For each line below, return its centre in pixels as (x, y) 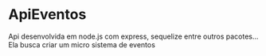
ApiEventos (47, 15)
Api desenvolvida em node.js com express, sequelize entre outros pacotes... (133, 36)
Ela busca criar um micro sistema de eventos (82, 44)
